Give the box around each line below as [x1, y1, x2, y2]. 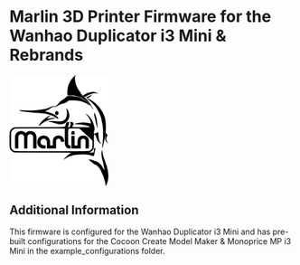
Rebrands [9, 45, 84, 65]
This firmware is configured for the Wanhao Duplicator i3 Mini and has [9, 226, 271, 237]
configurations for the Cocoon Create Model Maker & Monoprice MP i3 [27, 235, 292, 246]
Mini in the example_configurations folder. [9, 245, 165, 256]
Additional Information [9, 202, 139, 218]
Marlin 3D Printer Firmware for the [9, 6, 272, 27]
